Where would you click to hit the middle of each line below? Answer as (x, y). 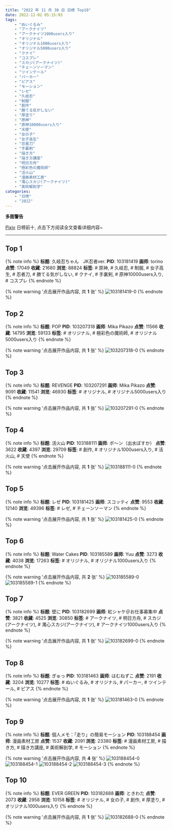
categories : (18, 192)
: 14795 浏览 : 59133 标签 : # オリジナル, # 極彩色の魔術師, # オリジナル (83, 333)
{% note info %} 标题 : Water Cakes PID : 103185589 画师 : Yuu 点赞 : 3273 (81, 554)
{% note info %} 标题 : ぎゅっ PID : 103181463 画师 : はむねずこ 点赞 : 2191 (81, 676)
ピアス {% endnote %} (45, 689)
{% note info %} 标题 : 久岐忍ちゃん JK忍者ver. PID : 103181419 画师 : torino (84, 261)
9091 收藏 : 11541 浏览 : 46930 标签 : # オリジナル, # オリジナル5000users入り (86, 392)
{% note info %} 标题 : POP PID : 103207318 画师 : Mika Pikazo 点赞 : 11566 (82, 327)
